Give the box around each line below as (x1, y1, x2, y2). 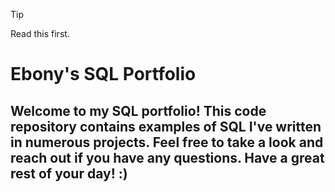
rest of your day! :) (10, 165, 128, 182)
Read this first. (10, 28, 70, 39)
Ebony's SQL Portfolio (10, 63, 197, 86)
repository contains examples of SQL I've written (10, 118, 322, 135)
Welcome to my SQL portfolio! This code (10, 102, 267, 119)
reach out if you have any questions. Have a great (10, 149, 325, 166)
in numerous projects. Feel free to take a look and (10, 134, 324, 151)
